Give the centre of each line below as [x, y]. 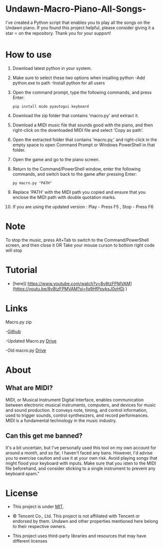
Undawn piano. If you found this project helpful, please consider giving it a [80, 27]
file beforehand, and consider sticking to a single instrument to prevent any [81, 468]
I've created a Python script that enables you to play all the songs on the [78, 22]
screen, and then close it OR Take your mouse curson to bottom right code [80, 245]
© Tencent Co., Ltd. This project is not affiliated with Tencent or [76, 516]
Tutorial [22, 270]
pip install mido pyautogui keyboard [51, 106]
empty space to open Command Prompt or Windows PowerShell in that [84, 144]
